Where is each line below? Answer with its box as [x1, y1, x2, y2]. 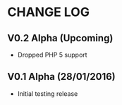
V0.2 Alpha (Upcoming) [7, 32, 114, 44]
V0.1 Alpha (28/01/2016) [7, 71, 116, 83]
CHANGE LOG [7, 4, 90, 20]
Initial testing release [17, 89, 78, 98]
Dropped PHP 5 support [17, 50, 87, 59]
